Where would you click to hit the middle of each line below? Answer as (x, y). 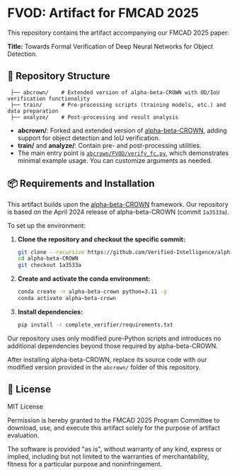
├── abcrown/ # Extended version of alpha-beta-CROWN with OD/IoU (115, 92)
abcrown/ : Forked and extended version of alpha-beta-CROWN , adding (122, 130)
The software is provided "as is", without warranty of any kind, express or (115, 449)
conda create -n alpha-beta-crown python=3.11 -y (92, 292)
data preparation (33, 111)
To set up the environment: (47, 225)
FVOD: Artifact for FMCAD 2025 (103, 13)
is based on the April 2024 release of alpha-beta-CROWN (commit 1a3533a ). (118, 212)
